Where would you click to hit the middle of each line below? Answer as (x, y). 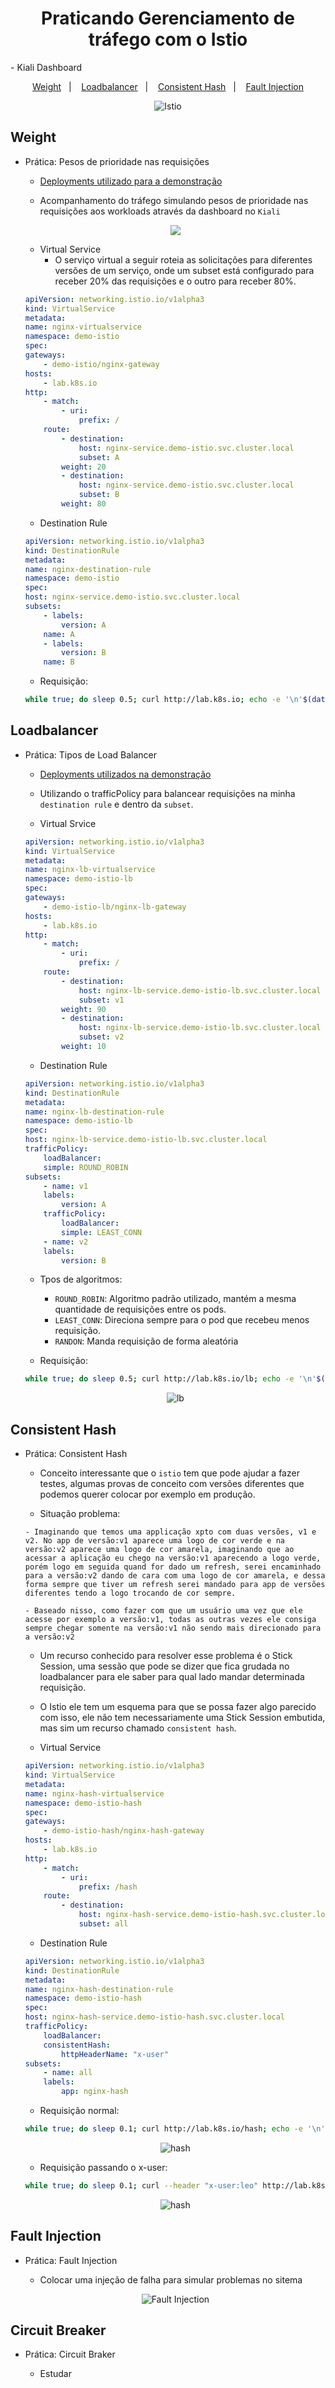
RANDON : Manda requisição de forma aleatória (146, 1341)
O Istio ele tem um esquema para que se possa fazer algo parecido (178, 1707)
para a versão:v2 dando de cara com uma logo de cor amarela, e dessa (175, 1576)
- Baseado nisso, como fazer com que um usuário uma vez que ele (163, 1611)
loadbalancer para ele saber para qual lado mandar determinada (172, 1677)
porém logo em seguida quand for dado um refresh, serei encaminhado (173, 1567)
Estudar (55, 2374)
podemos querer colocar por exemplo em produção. (147, 1494)
